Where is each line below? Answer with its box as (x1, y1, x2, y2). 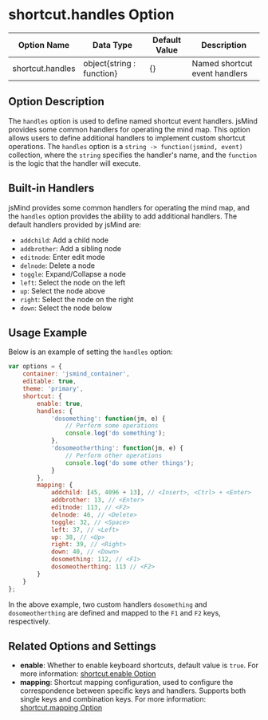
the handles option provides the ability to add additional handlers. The (8, 211, 238, 221)
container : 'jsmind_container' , (22, 370, 130, 378)
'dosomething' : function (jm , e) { (50, 415, 166, 423)
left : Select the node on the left (19, 277, 126, 287)
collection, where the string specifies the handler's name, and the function (8, 150, 258, 159)
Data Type (93, 39, 133, 50)
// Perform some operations (65, 422, 159, 430)
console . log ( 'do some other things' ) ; (65, 458, 195, 467)
